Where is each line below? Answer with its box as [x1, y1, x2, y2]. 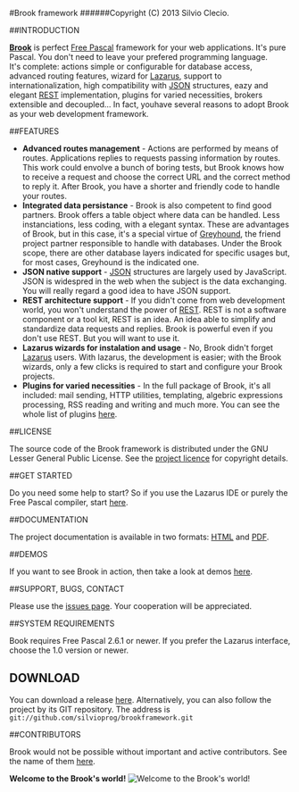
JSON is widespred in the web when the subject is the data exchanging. [21, 276, 287, 287]
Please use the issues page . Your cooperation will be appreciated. [9, 601, 253, 611]
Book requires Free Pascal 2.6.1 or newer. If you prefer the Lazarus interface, [9, 636, 291, 646]
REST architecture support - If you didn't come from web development [21, 295, 286, 305]
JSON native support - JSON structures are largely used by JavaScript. [21, 267, 287, 277]
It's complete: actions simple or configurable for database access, [9, 62, 253, 71]
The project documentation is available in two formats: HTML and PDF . [9, 531, 270, 542]
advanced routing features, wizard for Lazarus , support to [9, 71, 222, 81]
